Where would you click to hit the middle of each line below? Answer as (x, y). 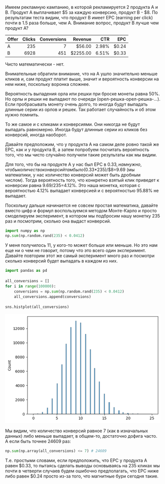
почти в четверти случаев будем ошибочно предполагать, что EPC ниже (82, 471)
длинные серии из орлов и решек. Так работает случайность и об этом (81, 109)
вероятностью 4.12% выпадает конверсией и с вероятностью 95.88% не (82, 190)
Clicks (29, 39)
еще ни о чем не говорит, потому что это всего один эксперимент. (76, 251)
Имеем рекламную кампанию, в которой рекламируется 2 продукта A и (82, 7)
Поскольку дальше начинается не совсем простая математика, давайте (82, 205)
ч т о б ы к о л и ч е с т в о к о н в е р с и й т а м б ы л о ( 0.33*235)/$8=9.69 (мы (70, 169)
